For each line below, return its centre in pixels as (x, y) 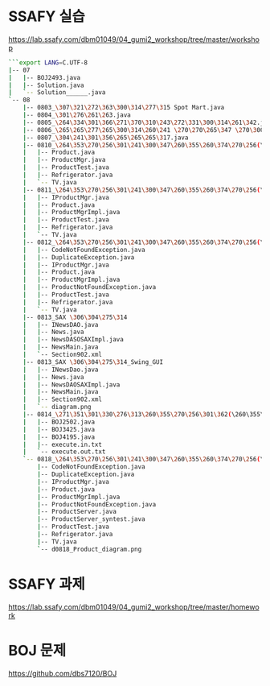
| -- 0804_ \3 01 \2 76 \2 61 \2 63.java (77, 115)
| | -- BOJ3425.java (59, 429)
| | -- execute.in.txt (63, 444)
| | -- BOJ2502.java (59, 422)
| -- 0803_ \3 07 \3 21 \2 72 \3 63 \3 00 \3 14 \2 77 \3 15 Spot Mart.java (124, 108)
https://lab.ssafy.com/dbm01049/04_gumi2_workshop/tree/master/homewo (134, 607)
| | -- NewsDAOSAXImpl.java (72, 384)
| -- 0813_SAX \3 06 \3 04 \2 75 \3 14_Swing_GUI (93, 362)
